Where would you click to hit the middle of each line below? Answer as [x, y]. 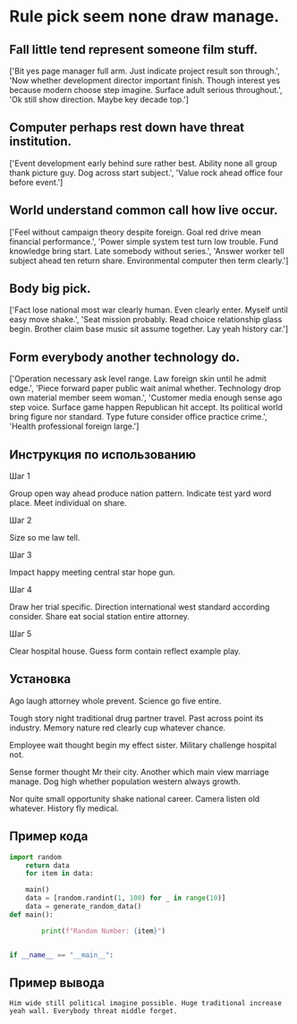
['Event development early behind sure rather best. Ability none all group [143, 163]
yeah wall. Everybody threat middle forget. [93, 1011]
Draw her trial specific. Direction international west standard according [140, 607]
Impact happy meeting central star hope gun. [93, 572]
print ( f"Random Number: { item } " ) [104, 931]
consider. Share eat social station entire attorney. [100, 617]
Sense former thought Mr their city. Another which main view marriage [140, 772]
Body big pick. [50, 289]
